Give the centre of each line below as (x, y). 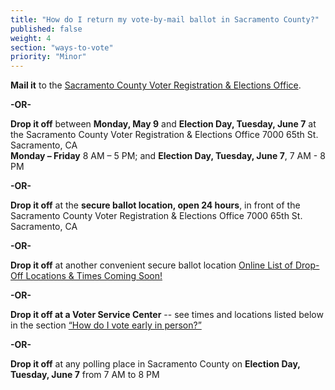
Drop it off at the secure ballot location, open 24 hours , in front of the (155, 205)
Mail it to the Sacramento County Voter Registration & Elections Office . (156, 85)
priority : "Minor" (48, 57)
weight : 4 (31, 38)
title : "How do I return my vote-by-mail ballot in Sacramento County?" (165, 19)
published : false (46, 29)
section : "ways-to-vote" (62, 47)
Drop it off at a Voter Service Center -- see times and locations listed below (167, 315)
